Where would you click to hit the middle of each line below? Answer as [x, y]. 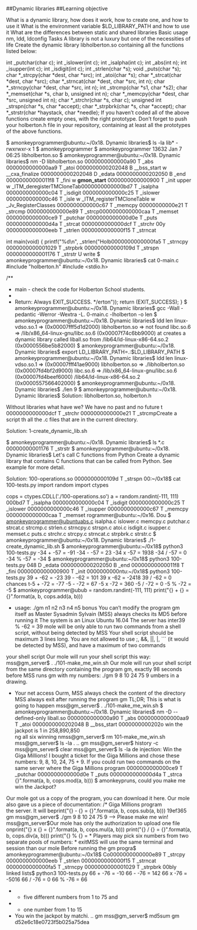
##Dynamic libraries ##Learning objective [57, 9]
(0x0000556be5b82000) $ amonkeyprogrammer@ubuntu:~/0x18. [95, 346]
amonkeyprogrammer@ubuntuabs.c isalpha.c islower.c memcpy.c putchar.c [98, 521]
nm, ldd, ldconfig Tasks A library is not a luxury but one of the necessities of [98, 39]
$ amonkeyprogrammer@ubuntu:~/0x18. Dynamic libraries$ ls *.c [85, 442]
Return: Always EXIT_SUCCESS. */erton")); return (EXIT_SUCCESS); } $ [101, 302]
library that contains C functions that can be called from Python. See [89, 461]
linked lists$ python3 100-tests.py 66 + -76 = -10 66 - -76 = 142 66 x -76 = [97, 873]
